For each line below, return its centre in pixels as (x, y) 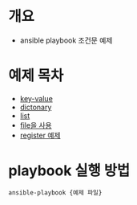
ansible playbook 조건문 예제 (66, 40)
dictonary (36, 107)
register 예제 (40, 135)
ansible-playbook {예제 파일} (55, 193)
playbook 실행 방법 (69, 171)
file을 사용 (36, 125)
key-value (36, 98)
